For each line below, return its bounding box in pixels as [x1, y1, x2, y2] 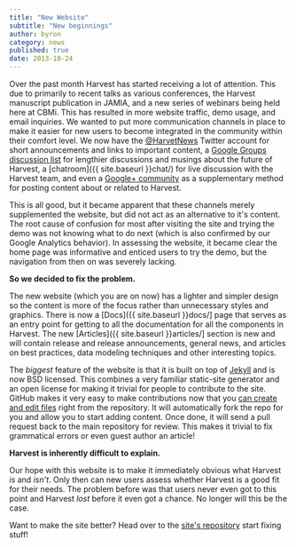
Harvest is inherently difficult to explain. [9, 448, 161, 458]
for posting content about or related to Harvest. [9, 183, 182, 193]
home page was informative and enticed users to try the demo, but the [9, 247, 268, 258]
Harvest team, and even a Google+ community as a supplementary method [9, 173, 284, 183]
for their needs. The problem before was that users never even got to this [9, 484, 277, 494]
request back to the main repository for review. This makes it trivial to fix [9, 421, 273, 432]
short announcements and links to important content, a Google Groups [9, 145, 268, 155]
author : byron [9, 29, 62, 38]
